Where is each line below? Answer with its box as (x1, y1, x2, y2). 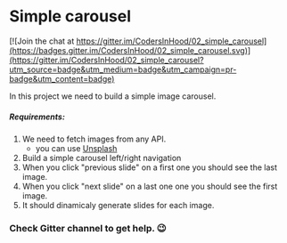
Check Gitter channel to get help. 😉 (9, 222, 167, 234)
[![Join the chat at (9, 36, 75, 46)
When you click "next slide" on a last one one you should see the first (21, 181, 278, 191)
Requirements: (9, 111, 65, 122)
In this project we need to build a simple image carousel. (9, 91, 217, 101)
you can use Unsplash (35, 142, 118, 153)
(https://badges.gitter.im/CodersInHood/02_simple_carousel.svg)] (9, 45, 251, 55)
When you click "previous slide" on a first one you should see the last (21, 162, 278, 173)
